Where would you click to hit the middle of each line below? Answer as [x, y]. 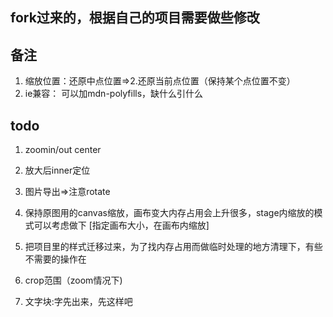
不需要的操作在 [55, 259]
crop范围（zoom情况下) [73, 280]
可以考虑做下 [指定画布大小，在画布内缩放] [121, 225]
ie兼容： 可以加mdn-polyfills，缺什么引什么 [114, 94]
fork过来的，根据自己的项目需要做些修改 [135, 18]
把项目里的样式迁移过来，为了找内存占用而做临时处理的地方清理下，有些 [173, 247]
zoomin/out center [63, 150]
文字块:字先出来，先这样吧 [78, 302]
